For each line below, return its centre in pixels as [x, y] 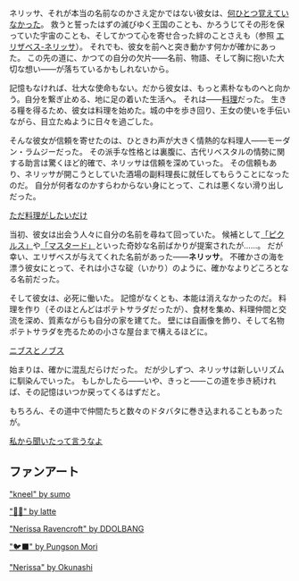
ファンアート [44, 472]
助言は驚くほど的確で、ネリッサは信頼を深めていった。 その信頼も [147, 163]
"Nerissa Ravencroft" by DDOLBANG [77, 528]
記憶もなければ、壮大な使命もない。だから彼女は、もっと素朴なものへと [142, 88]
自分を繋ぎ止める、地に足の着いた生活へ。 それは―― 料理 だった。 [147, 99]
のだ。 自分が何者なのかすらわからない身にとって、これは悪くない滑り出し [146, 185]
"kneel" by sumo [40, 493]
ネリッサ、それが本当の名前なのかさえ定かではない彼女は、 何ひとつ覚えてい [149, 13]
